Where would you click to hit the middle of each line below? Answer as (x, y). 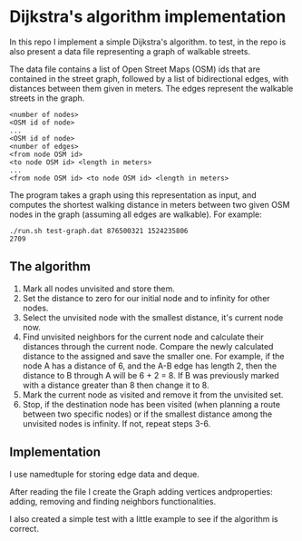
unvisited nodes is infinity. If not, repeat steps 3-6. (117, 423)
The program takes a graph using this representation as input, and (133, 195)
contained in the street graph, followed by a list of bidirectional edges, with (149, 78)
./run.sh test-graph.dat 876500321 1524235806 (99, 231)
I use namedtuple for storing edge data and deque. (104, 474)
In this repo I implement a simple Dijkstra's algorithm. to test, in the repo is (148, 42)
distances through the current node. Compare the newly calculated (148, 346)
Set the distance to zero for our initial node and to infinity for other (146, 298)
